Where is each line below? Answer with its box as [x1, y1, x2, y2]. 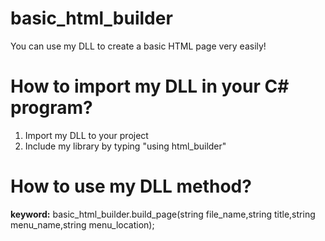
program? [10, 97, 93, 119]
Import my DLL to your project [24, 129, 149, 141]
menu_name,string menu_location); [10, 218, 155, 231]
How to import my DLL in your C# [10, 75, 290, 98]
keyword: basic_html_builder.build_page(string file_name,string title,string [10, 208, 316, 220]
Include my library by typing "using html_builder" [24, 140, 227, 152]
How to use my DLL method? [10, 175, 252, 198]
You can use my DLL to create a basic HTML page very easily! [10, 40, 267, 52]
